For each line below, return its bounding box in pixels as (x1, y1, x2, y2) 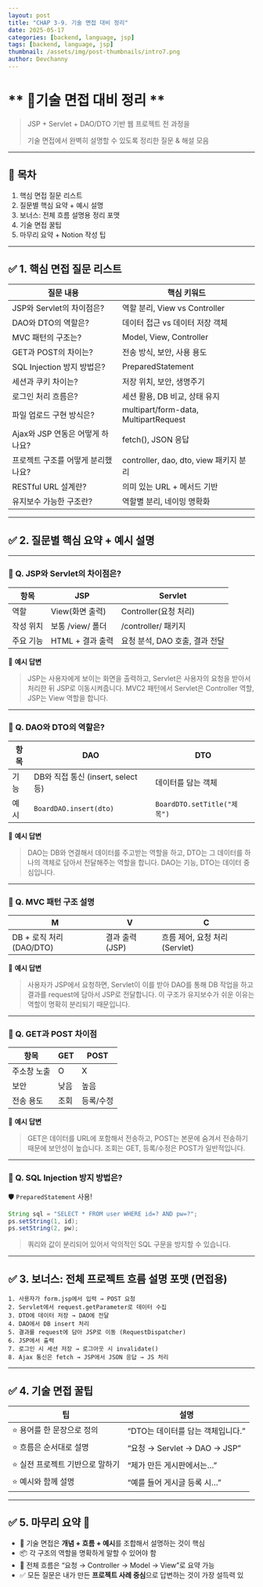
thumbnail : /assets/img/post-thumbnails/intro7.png (8, 48, 180, 56)
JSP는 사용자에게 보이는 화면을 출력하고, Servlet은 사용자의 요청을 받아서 (27, 673, 251, 683)
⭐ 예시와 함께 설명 (12, 1475, 75, 1486)
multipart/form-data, (122, 404, 199, 415)
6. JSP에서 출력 (8, 1337, 55, 1345)
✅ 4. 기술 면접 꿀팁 (8, 1384, 94, 1398)
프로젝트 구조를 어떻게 (12, 455, 88, 466)
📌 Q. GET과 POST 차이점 (8, 1029, 98, 1040)
